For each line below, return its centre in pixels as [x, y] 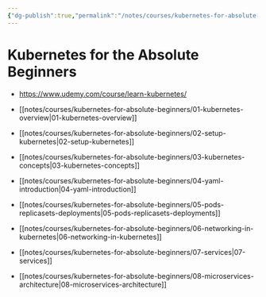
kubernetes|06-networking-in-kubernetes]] [90, 237]
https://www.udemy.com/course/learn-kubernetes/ [103, 94]
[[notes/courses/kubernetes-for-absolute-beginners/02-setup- [123, 133]
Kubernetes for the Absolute [103, 54]
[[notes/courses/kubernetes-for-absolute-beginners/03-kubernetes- [132, 156]
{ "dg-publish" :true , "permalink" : [63, 15]
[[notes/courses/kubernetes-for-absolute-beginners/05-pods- [121, 204]
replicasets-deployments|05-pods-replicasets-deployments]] [120, 213]
